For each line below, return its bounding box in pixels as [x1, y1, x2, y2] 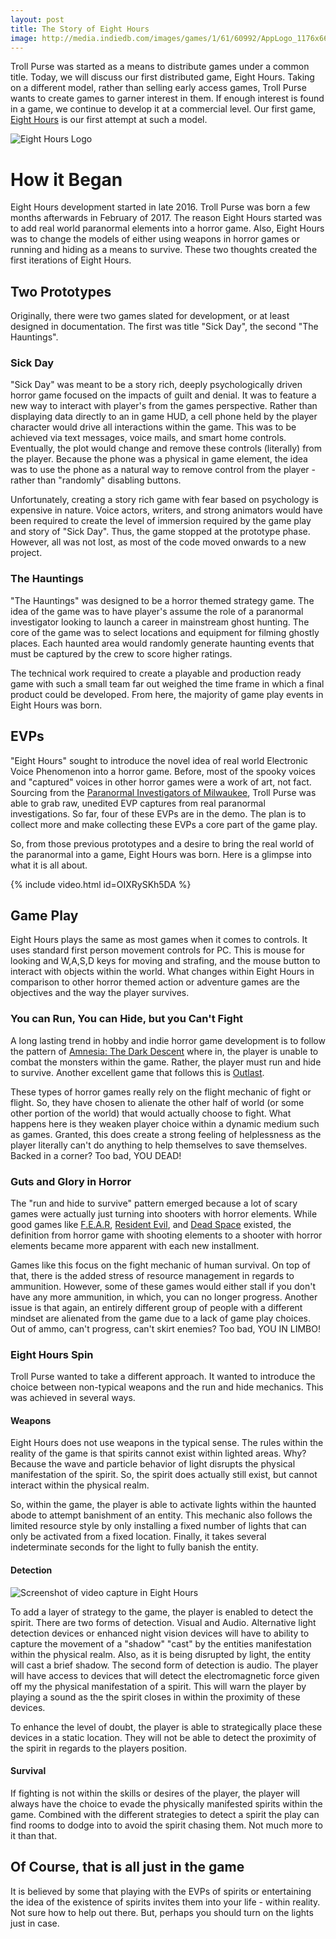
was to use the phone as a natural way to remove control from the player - [10, 464, 316, 476]
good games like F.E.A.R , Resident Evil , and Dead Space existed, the [10, 1218, 292, 1230]
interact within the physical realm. [10, 1479, 150, 1491]
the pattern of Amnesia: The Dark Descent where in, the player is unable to [10, 1045, 319, 1057]
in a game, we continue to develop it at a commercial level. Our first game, [10, 103, 317, 115]
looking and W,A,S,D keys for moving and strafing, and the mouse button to [10, 955, 321, 967]
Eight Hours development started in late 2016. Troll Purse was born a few [10, 201, 311, 213]
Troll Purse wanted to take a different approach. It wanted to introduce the [10, 1371, 316, 1383]
